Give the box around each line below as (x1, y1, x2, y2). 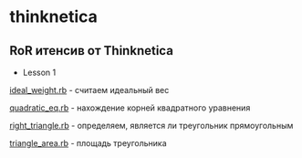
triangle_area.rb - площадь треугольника (9, 138, 167, 148)
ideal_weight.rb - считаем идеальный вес (9, 85, 170, 95)
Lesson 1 (22, 67, 57, 78)
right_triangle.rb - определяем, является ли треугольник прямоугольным (9, 121, 294, 131)
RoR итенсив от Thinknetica (9, 43, 173, 58)
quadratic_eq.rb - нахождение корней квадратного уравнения (9, 102, 251, 113)
